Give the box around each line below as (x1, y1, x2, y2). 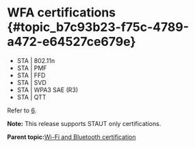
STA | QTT (16, 92, 47, 101)
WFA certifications (7, 5, 116, 21)
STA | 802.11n (16, 56, 55, 64)
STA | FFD (16, 71, 46, 79)
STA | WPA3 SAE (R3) (16, 86, 79, 94)
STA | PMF (16, 64, 47, 72)
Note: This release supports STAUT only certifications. (7, 119, 161, 127)
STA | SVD (16, 78, 47, 86)
